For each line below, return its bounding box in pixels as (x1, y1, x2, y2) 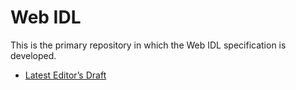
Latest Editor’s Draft (24, 69, 107, 81)
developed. (10, 49, 57, 61)
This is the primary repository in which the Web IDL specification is (10, 39, 287, 51)
